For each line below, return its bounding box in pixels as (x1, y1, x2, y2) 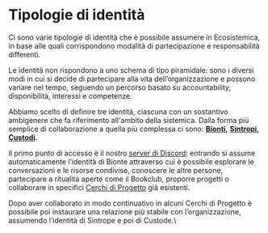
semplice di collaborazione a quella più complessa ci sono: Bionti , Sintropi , (8, 124, 260, 133)
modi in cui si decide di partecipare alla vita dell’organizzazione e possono (8, 74, 256, 83)
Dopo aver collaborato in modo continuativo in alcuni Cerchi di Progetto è (8, 198, 253, 208)
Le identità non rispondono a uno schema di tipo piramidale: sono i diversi (8, 65, 254, 74)
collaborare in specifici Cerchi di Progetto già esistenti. (8, 182, 191, 192)
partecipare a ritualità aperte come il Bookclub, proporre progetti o (8, 174, 230, 184)
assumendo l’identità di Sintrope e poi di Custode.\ (8, 215, 177, 225)
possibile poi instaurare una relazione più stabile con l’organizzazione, (8, 206, 241, 216)
